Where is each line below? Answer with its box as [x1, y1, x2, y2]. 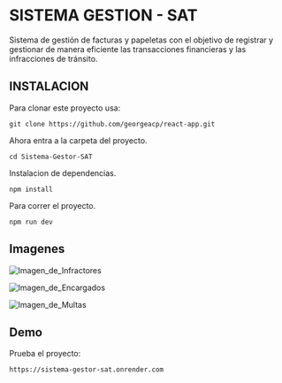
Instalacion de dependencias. [9, 167, 117, 178]
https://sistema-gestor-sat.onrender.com [9, 365, 164, 374]
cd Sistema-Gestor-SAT [9, 152, 93, 161]
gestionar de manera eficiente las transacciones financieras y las [9, 43, 247, 54]
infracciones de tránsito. [9, 53, 98, 64]
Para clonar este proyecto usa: [9, 103, 121, 113]
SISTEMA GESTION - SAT [9, 5, 198, 26]
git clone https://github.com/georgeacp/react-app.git [9, 119, 216, 128]
